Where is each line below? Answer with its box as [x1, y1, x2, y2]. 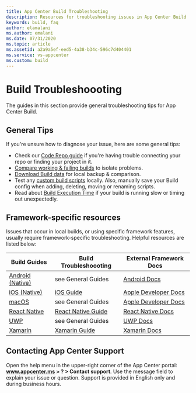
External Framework [126, 254, 184, 263]
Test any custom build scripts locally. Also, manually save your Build [14, 177, 178, 184]
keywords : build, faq [6, 19, 59, 25]
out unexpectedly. [14, 195, 58, 202]
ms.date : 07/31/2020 [6, 36, 57, 42]
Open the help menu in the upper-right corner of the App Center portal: [6, 361, 177, 368]
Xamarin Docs [123, 326, 162, 335]
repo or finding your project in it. [14, 158, 93, 166]
